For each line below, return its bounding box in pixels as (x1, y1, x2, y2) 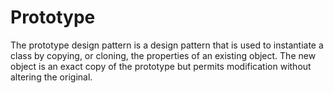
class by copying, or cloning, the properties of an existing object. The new (10, 49, 317, 61)
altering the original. (10, 71, 93, 83)
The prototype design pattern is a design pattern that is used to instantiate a (10, 39, 324, 51)
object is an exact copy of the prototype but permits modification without (10, 60, 312, 72)
